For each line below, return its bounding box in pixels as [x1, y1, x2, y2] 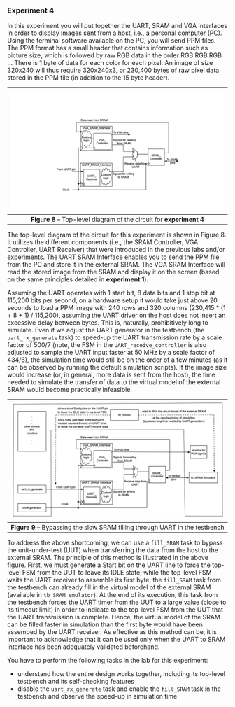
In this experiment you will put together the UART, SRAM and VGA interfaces [7, 22, 227, 30]
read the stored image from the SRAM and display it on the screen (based [7, 268, 220, 276]
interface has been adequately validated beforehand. [7, 643, 160, 651]
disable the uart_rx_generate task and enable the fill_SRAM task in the [17, 685, 222, 693]
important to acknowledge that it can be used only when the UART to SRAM [7, 636, 226, 644]
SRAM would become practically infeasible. [7, 386, 133, 394]
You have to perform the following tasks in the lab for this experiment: [7, 657, 208, 665]
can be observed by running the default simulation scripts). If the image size [7, 363, 227, 372]
